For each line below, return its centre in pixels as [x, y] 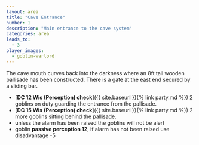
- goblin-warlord [33, 56]
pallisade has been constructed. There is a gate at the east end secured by [98, 79]
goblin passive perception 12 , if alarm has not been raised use [92, 129]
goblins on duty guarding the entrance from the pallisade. [86, 104]
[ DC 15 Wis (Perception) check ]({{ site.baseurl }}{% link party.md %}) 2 [104, 110]
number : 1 [19, 23]
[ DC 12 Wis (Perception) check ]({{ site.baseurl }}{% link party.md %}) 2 [104, 97]
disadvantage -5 [35, 135]
